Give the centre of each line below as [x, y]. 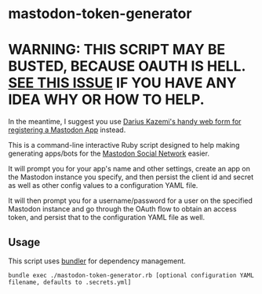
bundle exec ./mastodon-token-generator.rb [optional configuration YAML [131, 275]
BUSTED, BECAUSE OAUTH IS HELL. [127, 66]
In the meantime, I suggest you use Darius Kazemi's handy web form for [125, 122]
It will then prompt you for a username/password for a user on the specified [131, 200]
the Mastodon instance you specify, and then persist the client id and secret [131, 177]
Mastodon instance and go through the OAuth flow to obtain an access [122, 209]
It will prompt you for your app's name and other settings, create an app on [129, 169]
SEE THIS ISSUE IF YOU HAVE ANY [122, 83]
